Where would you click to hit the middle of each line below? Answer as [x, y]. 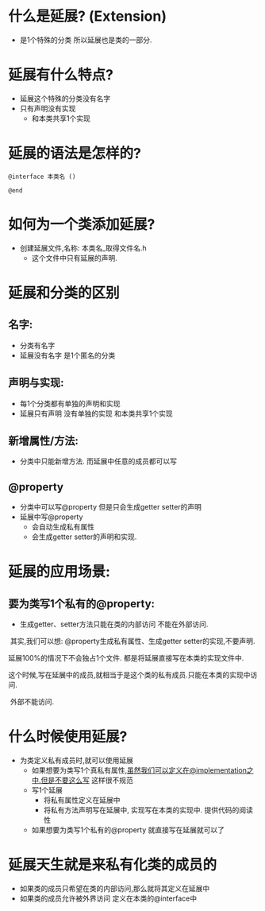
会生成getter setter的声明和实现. [84, 537]
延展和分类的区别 [64, 293]
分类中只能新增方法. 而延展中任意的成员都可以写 [98, 461]
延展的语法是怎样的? [75, 154]
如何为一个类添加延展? [82, 224]
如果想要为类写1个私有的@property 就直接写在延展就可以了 [128, 830]
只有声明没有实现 [48, 108]
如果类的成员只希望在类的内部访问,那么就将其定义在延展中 [115, 889]
